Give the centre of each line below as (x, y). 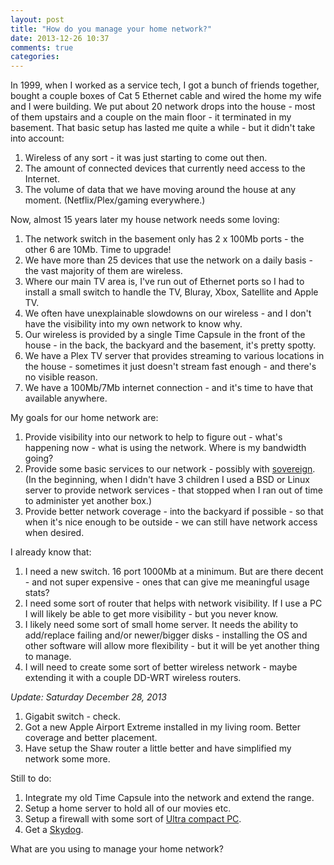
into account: (37, 138)
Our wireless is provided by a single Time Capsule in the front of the (165, 335)
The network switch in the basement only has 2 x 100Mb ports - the (164, 239)
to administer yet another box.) (88, 501)
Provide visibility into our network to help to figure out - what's (153, 437)
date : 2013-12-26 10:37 (60, 38)
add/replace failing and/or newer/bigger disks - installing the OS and (166, 635)
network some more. (67, 759)
